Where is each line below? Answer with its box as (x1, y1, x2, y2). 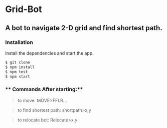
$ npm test (5, 69, 28, 74)
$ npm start (5, 74, 30, 79)
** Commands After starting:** (5, 86, 83, 93)
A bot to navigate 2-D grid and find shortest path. (5, 24, 162, 32)
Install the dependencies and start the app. (5, 50, 94, 56)
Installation (5, 39, 34, 46)
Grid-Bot (5, 4, 42, 15)
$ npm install (5, 65, 35, 70)
